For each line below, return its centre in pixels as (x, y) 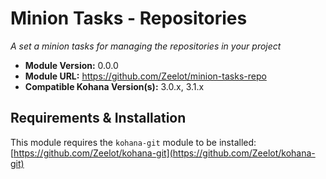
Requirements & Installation (98, 118)
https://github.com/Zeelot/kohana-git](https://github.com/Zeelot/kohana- (164, 153)
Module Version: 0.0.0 (71, 65)
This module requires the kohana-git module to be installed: (133, 142)
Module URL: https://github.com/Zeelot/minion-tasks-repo (145, 76)
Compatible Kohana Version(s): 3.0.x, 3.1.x (114, 86)
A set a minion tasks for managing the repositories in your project (146, 46)
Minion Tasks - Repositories (129, 18)
